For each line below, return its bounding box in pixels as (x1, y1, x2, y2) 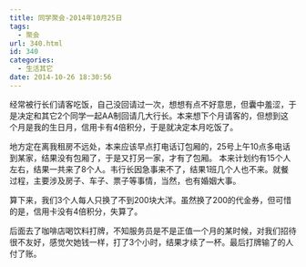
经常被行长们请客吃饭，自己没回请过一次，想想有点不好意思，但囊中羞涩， (9, 98, 289, 109)
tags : (9, 22, 30, 31)
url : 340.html (9, 38, 64, 48)
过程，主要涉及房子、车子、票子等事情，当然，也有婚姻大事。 (9, 175, 241, 186)
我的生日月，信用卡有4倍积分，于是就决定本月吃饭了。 (33, 121, 239, 132)
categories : (9, 56, 55, 65)
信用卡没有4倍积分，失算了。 (33, 206, 143, 217)
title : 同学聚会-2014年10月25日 (9, 13, 123, 23)
